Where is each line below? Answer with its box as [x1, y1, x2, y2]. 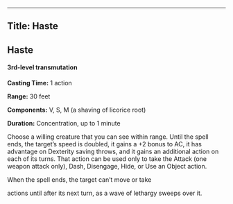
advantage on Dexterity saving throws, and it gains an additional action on [7, 147, 219, 155]
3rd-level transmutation [7, 63, 78, 71]
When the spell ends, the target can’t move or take [7, 175, 152, 184]
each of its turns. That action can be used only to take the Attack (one [7, 154, 207, 163]
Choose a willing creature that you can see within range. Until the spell [7, 133, 209, 141]
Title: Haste [7, 20, 59, 32]
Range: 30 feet [7, 92, 51, 101]
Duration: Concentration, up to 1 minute [7, 119, 121, 127]
